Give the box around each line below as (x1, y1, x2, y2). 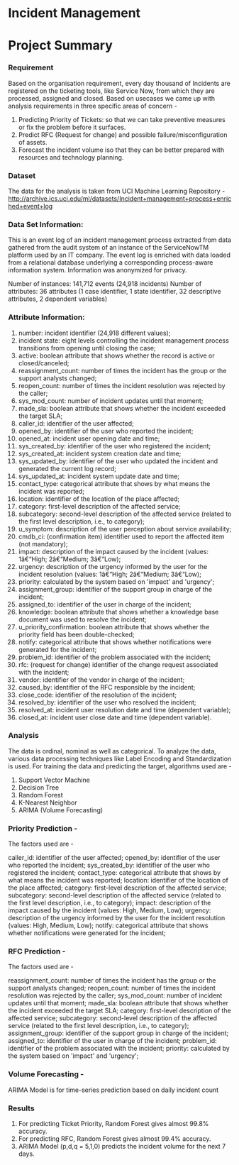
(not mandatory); (18, 539, 68, 548)
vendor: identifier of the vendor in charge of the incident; (18, 675, 185, 684)
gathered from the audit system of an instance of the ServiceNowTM (8, 243, 209, 252)
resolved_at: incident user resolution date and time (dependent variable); (18, 705, 231, 714)
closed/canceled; (18, 358, 70, 367)
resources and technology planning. (18, 153, 124, 161)
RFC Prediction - (8, 946, 66, 956)
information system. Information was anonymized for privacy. (8, 266, 187, 275)
